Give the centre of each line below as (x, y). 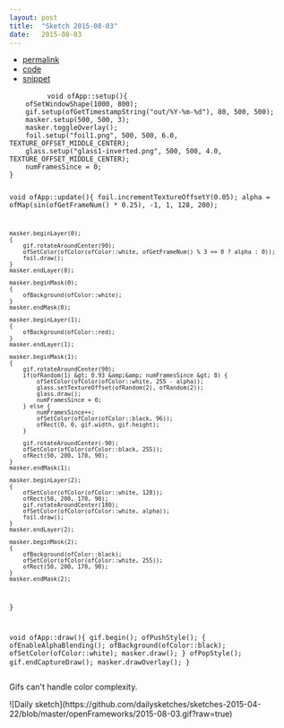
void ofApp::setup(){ (87, 96)
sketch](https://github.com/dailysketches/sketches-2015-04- (148, 704)
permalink (41, 60)
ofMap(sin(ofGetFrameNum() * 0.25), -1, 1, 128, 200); (114, 206)
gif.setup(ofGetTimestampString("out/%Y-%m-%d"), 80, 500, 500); (150, 112)
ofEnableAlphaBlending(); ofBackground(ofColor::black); (118, 645)
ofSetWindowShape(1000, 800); (82, 104)
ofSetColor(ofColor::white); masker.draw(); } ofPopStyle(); (126, 653)
